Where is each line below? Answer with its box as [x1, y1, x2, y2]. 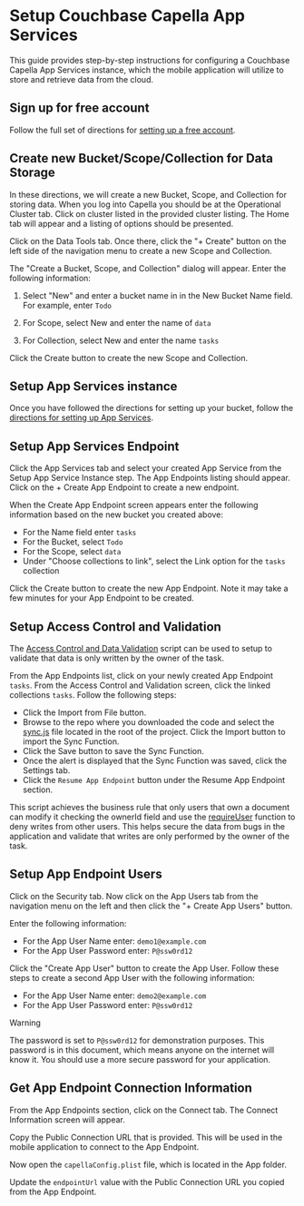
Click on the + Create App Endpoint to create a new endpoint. [9, 482, 240, 493]
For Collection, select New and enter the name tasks [22, 335, 220, 346]
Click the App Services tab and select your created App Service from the [9, 463, 282, 474]
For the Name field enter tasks [22, 527, 137, 538]
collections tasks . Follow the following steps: [9, 690, 177, 700]
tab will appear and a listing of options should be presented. [9, 218, 234, 229]
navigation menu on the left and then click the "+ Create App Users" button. [9, 900, 293, 911]
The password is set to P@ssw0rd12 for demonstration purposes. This [9, 1034, 265, 1045]
